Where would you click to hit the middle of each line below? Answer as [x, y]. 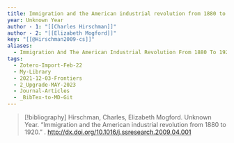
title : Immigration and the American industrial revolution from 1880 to [117, 14]
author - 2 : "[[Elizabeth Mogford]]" [62, 33]
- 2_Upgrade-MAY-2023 [45, 85]
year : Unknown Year [36, 20]
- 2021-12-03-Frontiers [48, 78]
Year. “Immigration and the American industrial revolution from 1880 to [125, 125]
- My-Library [32, 71]
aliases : [20, 46]
